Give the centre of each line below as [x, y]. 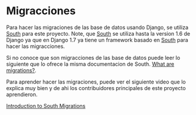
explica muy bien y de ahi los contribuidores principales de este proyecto [96, 88]
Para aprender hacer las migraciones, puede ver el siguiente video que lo [96, 82]
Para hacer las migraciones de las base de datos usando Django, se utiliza [97, 27]
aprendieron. [22, 94]
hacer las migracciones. [36, 46]
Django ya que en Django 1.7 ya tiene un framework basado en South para [97, 40]
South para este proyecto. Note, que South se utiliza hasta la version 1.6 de [98, 33]
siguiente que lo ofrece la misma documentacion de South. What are [90, 64]
